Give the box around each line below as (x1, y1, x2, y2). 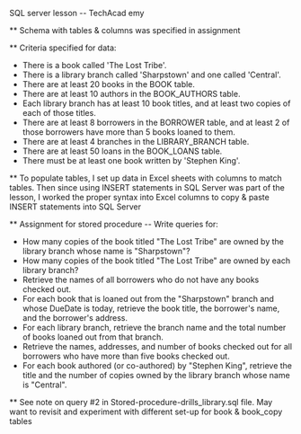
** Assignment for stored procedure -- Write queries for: (9, 219, 218, 229)
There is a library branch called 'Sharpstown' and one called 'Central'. (22, 69, 281, 80)
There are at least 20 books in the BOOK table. (22, 79, 196, 89)
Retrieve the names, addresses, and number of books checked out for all (22, 341, 293, 351)
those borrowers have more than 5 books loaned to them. (22, 127, 235, 137)
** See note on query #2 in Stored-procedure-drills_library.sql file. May (9, 397, 273, 407)
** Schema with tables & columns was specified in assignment (9, 25, 241, 35)
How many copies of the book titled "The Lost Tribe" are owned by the (22, 236, 285, 246)
